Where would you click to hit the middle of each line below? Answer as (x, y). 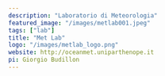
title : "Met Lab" (37, 38)
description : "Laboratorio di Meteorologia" (83, 15)
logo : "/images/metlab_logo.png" (63, 45)
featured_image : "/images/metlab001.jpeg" (79, 23)
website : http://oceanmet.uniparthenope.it (81, 52)
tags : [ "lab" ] (32, 30)
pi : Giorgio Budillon (44, 60)
